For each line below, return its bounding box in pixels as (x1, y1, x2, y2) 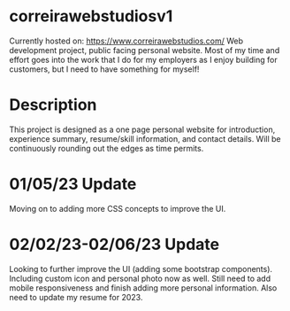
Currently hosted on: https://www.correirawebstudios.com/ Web (9, 35, 244, 46)
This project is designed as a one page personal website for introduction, (9, 124, 276, 135)
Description (9, 95, 97, 115)
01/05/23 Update (9, 175, 137, 194)
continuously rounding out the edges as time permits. (9, 143, 204, 153)
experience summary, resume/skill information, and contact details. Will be (9, 133, 281, 144)
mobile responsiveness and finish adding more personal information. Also (9, 282, 278, 293)
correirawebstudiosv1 (9, 6, 173, 27)
